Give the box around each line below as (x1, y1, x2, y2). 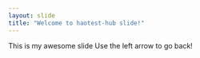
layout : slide (8, 11, 56, 20)
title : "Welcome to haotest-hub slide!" (8, 19, 146, 27)
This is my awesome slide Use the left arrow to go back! (8, 41, 194, 50)
